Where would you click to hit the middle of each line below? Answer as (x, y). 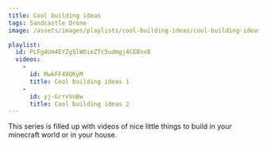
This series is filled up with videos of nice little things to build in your (120, 126)
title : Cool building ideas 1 (79, 81)
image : (19, 30)
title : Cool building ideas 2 (79, 104)
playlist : (25, 44)
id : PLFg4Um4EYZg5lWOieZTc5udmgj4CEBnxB (83, 52)
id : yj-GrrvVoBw (56, 96)
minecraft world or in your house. (63, 135)
